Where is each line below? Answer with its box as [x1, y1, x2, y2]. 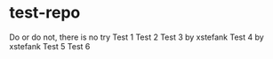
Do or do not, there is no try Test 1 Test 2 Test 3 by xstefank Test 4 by [9, 32, 264, 42]
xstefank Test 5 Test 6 [9, 41, 91, 51]
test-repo [9, 3, 81, 23]
